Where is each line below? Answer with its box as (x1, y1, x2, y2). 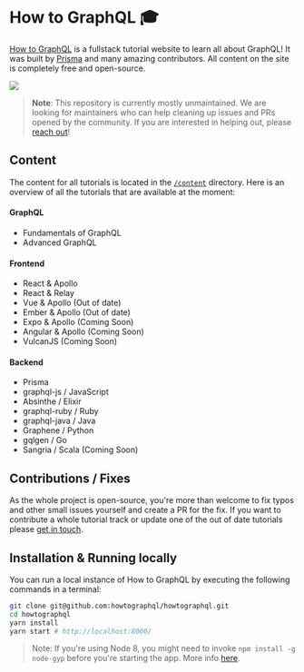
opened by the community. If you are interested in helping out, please (31, 116, 292, 127)
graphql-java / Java (22, 415, 96, 427)
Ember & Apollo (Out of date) (22, 307, 132, 318)
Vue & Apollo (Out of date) (22, 297, 122, 309)
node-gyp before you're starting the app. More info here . (31, 653, 240, 664)
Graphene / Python (22, 425, 94, 436)
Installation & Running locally (9, 550, 178, 566)
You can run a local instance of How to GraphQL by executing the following (9, 574, 290, 585)
